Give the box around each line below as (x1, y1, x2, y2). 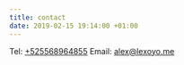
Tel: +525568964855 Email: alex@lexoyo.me (9, 45, 175, 56)
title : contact (9, 12, 66, 22)
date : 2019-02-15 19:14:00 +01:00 (9, 21, 139, 30)
